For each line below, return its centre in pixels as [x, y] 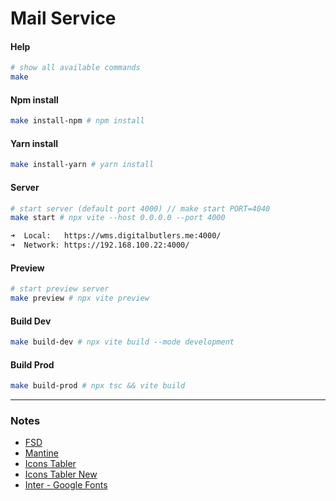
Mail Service [63, 18]
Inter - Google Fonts [66, 485]
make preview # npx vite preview [80, 298]
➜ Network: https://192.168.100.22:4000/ [100, 245]
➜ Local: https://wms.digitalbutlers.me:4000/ [116, 236]
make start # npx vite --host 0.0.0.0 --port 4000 [118, 218]
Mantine [41, 453]
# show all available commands [75, 68]
